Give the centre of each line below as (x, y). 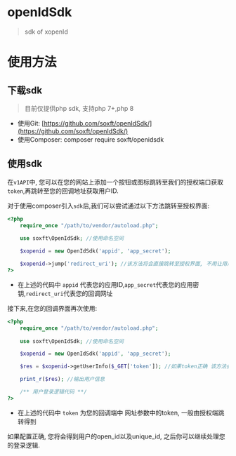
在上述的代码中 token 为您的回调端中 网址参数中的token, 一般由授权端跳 (121, 413)
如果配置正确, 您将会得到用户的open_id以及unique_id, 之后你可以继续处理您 (116, 436)
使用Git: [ (31, 123)
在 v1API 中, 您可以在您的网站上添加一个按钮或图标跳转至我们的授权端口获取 (115, 182)
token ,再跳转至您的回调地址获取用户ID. (63, 191)
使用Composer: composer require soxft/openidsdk (91, 139)
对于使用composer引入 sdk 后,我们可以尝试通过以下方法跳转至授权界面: (109, 206)
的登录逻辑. (24, 445)
